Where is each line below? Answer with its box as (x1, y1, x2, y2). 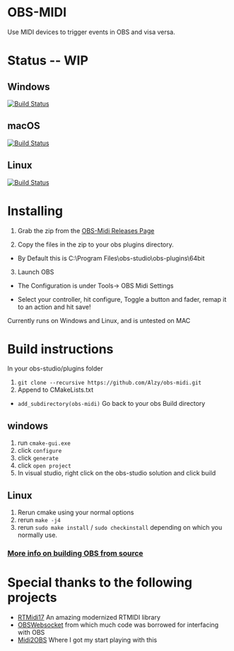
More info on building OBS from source (7, 548, 144, 558)
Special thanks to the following (7, 574, 193, 591)
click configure (17, 446, 62, 455)
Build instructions (7, 341, 114, 357)
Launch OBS (17, 267, 54, 276)
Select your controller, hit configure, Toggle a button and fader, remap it (17, 295, 227, 303)
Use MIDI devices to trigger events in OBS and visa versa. (7, 28, 175, 36)
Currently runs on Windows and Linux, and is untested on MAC (7, 316, 191, 324)
